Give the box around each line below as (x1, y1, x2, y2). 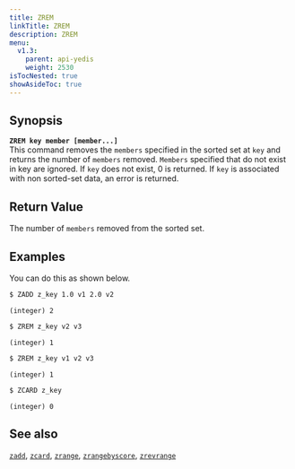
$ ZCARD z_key (9, 386, 63, 395)
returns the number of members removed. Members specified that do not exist (9, 154, 287, 165)
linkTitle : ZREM (9, 22, 70, 30)
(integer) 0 (9, 402, 54, 411)
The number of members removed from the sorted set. (9, 223, 204, 234)
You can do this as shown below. (9, 273, 131, 283)
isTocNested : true (9, 72, 78, 81)
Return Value (9, 199, 83, 214)
